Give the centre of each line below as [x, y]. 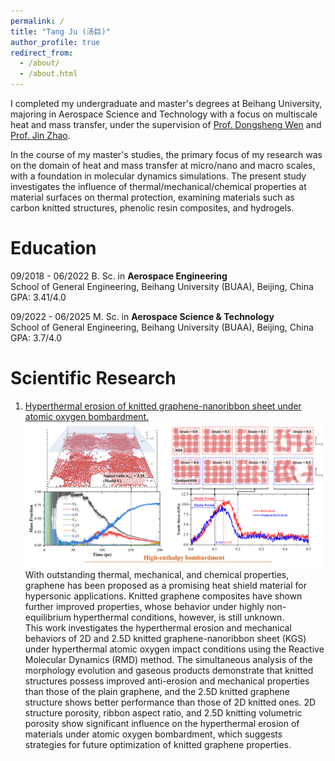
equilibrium [48, 617]
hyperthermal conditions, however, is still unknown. [179, 617]
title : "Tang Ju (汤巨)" [60, 31]
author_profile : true [55, 42]
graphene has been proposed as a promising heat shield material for [165, 586]
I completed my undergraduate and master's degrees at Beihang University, [166, 103]
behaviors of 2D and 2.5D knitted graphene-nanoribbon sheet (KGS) [165, 639]
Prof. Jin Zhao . [40, 135]
